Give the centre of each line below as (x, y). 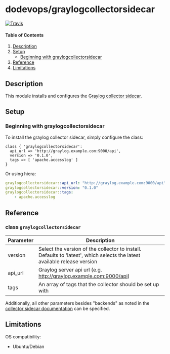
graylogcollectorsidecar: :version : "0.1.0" (52, 188)
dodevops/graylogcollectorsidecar (80, 9)
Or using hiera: (21, 174)
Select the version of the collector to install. (90, 249)
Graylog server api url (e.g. (70, 269)
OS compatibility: (23, 337)
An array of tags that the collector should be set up (99, 284)
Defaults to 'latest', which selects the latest (89, 255)
